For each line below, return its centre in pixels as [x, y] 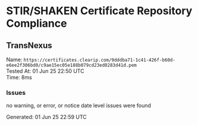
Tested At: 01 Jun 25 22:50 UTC [45, 71]
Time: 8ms [19, 77]
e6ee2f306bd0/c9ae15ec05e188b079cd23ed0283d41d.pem [71, 65]
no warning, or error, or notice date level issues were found [79, 105]
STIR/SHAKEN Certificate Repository [99, 11]
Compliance [37, 23]
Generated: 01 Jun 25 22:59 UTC [47, 117]
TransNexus [29, 45]
